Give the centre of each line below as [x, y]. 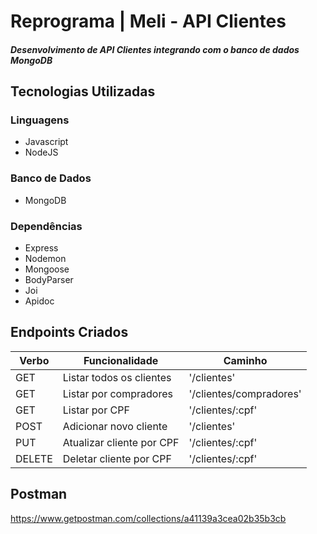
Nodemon [45, 259]
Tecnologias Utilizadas [83, 91]
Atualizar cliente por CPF [121, 442]
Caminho [245, 360]
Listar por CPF [96, 410]
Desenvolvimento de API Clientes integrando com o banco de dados [155, 49]
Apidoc [39, 301]
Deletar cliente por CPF [117, 458]
